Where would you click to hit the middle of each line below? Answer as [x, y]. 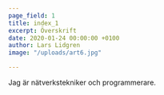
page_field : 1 [32, 16]
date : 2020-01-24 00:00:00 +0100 [64, 38]
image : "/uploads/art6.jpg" [55, 53]
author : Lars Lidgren [44, 46]
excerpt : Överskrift [43, 30]
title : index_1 [34, 23]
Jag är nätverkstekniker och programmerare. [82, 82]
